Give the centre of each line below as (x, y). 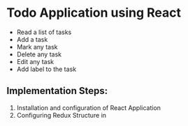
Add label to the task (46, 69)
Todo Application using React (94, 13)
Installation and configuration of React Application (89, 108)
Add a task (32, 39)
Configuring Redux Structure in (61, 115)
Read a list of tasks (44, 32)
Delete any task (39, 54)
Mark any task (37, 47)
